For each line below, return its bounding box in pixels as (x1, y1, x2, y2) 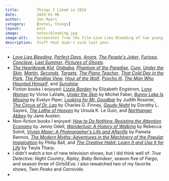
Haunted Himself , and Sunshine (12, 80, 79, 86)
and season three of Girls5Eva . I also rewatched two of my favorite (12, 160, 151, 166)
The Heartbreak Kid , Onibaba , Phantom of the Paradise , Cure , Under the (12, 64, 164, 70)
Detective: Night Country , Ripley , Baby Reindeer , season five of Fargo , (12, 155, 158, 161)
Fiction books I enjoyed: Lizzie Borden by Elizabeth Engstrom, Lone (12, 86, 152, 92)
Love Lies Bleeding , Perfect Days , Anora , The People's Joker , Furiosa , (12, 54, 158, 60)
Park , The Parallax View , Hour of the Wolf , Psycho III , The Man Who (12, 75, 154, 81)
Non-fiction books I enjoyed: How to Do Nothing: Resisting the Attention (12, 118, 162, 124)
